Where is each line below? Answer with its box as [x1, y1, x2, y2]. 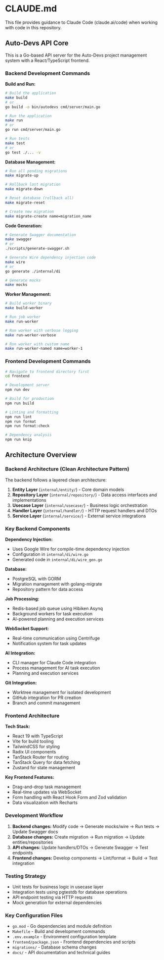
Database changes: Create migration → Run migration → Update [12, 834, 145, 840]
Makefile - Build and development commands [12, 928, 105, 934]
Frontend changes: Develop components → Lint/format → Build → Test [12, 855, 158, 861]
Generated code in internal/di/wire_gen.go [12, 557, 103, 563]
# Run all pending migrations [5, 168, 68, 173]
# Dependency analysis [5, 432, 52, 437]
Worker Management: [5, 291, 51, 297]
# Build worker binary [5, 301, 52, 306]
